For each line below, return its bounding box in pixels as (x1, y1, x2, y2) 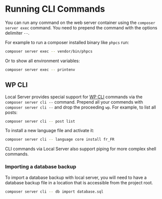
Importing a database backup (5, 163, 77, 170)
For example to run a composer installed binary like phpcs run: (5, 39, 129, 45)
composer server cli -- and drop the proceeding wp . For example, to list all (5, 104, 156, 110)
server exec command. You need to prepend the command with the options (5, 24, 158, 30)
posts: (5, 109, 18, 115)
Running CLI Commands (5, 3, 105, 15)
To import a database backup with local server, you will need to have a (5, 175, 147, 180)
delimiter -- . (5, 30, 30, 36)
